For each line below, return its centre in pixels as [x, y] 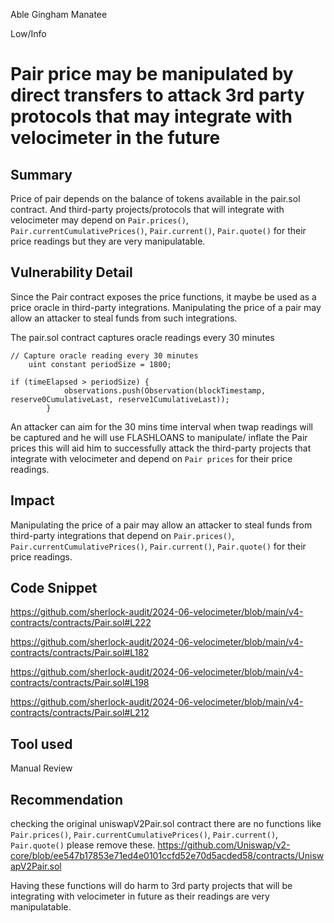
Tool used [41, 744]
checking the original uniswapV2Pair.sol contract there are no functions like [166, 824]
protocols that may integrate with [151, 116]
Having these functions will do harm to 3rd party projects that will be [151, 886]
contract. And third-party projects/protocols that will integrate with [147, 209]
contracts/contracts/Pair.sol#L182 [80, 653]
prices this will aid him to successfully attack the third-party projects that [161, 448]
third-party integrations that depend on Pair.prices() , [122, 535]
